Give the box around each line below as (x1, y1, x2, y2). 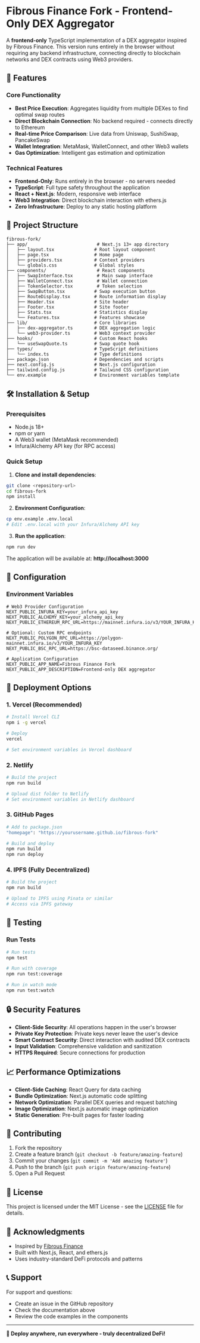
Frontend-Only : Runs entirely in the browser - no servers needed (14, 178, 176, 185)
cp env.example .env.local (6, 516, 73, 522)
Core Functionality (6, 91, 61, 99)
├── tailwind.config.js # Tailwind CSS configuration (6, 366, 169, 373)
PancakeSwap (14, 136, 51, 143)
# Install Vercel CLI (6, 714, 60, 720)
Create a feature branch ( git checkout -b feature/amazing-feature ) (14, 1151, 183, 1158)
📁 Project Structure (6, 220, 79, 231)
